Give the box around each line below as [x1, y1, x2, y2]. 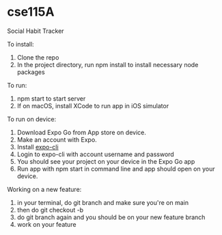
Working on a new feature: [7, 185, 82, 193]
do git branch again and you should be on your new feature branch [16, 213, 206, 221]
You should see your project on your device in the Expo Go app [16, 157, 195, 165]
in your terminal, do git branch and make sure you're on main [16, 198, 189, 206]
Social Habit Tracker [7, 27, 64, 35]
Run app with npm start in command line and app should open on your [16, 164, 215, 173]
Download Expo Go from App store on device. [16, 128, 147, 136]
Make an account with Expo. [16, 135, 97, 144]
